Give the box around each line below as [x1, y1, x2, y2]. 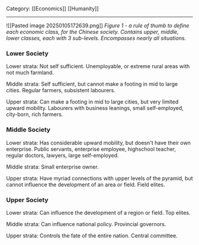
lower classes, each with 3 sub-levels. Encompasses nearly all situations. [6, 35, 187, 41]
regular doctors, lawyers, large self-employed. [6, 151, 120, 159]
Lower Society [6, 49, 49, 57]
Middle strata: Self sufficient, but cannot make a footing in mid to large [6, 80, 178, 88]
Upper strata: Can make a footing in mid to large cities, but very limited [6, 98, 179, 105]
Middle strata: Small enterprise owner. [6, 163, 99, 170]
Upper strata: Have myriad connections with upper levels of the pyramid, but [6, 175, 194, 182]
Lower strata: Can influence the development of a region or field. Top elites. [6, 209, 191, 216]
